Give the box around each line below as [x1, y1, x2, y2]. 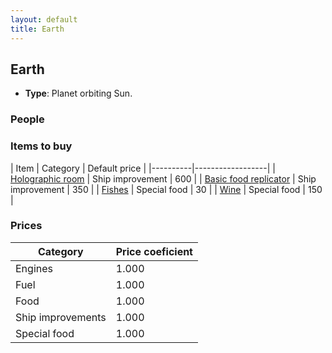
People [10, 112, 45, 126]
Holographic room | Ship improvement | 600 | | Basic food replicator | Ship [10, 172, 317, 185]
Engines [15, 261, 53, 275]
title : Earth [10, 24, 65, 34]
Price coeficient [115, 244, 193, 258]
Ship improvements [15, 310, 107, 324]
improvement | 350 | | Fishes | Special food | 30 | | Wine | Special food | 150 [10, 183, 323, 195]
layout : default [10, 14, 78, 25]
